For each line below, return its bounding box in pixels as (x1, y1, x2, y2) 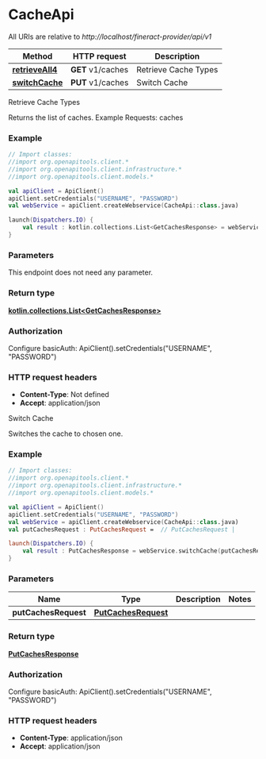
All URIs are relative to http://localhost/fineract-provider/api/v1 (8, 32, 212, 41)
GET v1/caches (70, 64, 129, 75)
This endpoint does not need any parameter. (8, 268, 153, 277)
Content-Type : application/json (19, 733, 123, 743)
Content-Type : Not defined (19, 390, 109, 399)
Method (22, 50, 53, 61)
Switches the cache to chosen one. (8, 429, 123, 438)
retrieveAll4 (12, 64, 58, 75)
